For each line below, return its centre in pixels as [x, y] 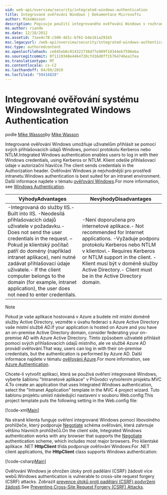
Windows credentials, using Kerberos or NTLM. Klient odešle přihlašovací [80, 160]
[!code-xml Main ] [22, 410]
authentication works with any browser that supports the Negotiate [74, 436]
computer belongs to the [37, 276]
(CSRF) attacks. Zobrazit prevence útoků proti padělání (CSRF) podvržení [80, 482]
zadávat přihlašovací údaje [39, 263]
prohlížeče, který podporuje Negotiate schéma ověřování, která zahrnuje [80, 425]
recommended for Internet [113, 232]
